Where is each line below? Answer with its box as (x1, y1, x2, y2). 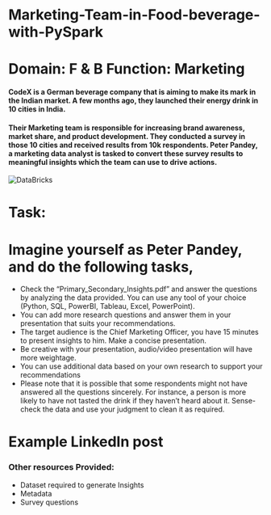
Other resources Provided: (8, 462, 115, 473)
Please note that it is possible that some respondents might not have (19, 378, 248, 389)
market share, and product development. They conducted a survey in (8, 131, 246, 141)
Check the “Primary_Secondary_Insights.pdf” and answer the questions (19, 285, 258, 294)
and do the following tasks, (8, 257, 194, 276)
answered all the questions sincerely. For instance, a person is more (19, 387, 247, 397)
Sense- (231, 396, 256, 406)
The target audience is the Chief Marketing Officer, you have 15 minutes (19, 327, 260, 337)
